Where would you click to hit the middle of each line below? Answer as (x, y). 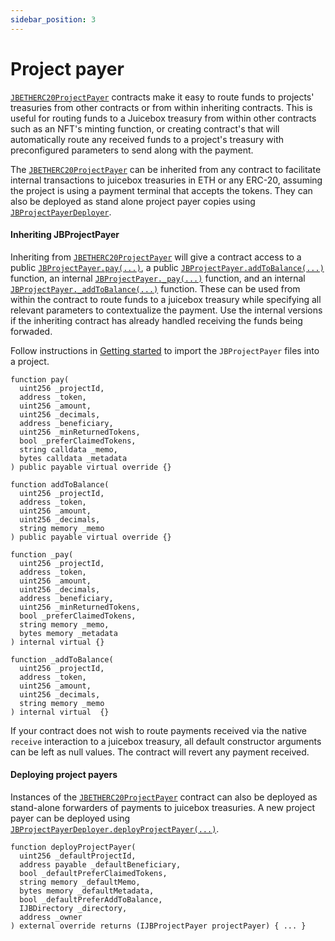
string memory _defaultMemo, (80, 882)
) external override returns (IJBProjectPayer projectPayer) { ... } (158, 926)
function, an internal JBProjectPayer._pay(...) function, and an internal (158, 278)
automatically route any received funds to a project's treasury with (147, 139)
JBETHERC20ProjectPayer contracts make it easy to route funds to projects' (162, 97)
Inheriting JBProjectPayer (65, 235)
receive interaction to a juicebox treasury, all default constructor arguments (166, 741)
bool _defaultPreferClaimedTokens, (93, 873)
